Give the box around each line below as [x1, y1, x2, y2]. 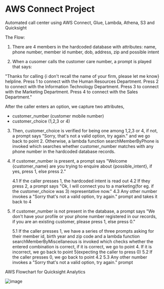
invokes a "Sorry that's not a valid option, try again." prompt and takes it [12, 193, 158, 199]
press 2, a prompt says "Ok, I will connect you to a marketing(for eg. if [12, 183, 154, 189]
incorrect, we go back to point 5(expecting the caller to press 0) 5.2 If [12, 249, 153, 255]
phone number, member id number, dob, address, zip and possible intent [12, 49, 159, 55]
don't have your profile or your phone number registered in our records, [12, 213, 157, 219]
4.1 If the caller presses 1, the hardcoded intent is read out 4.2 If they [12, 178, 151, 184]
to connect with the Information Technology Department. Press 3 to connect [5, 83, 159, 89]
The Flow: [5, 34, 25, 40]
